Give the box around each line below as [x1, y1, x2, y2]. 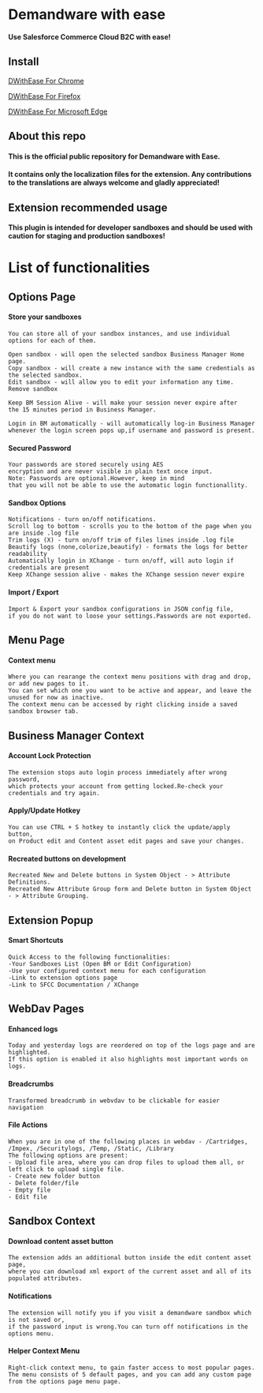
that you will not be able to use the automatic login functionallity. [8, 482, 248, 490]
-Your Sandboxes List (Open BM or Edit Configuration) [8, 959, 192, 968]
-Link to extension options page [8, 974, 118, 982]
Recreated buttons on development [8, 854, 127, 863]
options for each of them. [8, 336, 97, 344]
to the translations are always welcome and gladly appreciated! [8, 178, 220, 187]
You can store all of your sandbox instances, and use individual [8, 329, 231, 337]
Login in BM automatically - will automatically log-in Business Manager [8, 419, 256, 427]
